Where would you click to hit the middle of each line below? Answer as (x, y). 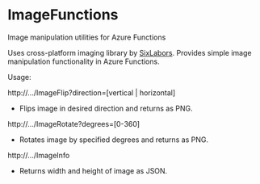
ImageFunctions (63, 15)
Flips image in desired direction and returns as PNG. (106, 108)
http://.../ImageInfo (39, 155)
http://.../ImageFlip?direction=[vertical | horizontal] (92, 92)
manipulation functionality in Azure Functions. (84, 61)
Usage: (19, 77)
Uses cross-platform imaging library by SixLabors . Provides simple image (130, 52)
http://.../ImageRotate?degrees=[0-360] (74, 123)
